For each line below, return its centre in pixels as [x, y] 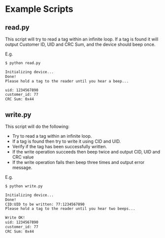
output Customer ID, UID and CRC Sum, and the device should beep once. [80, 44]
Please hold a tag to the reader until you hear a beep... [67, 81]
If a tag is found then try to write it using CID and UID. [66, 141]
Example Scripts [39, 9]
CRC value [23, 157]
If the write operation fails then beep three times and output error [78, 162]
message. [22, 167]
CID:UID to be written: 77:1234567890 [45, 204]
